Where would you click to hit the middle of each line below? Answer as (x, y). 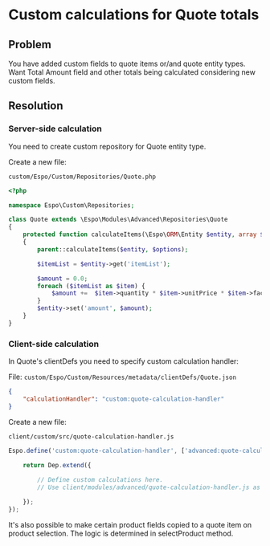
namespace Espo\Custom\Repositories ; (72, 205)
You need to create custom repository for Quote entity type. (107, 146)
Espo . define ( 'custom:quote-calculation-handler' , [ (96, 450)
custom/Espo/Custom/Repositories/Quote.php (82, 177)
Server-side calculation (55, 128)
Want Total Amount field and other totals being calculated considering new (132, 72)
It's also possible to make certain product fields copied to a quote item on (130, 524)
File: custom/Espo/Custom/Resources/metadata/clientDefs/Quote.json (123, 377)
